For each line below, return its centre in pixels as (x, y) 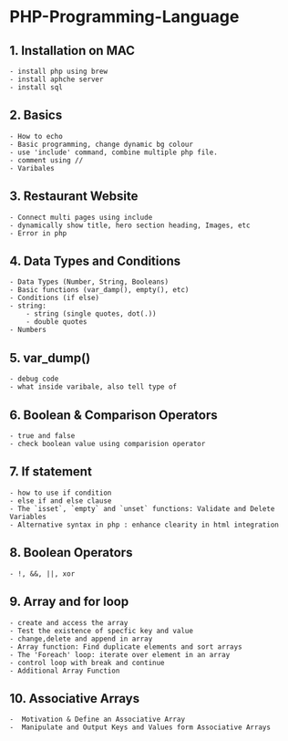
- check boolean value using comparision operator (108, 444)
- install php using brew (58, 71)
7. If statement (51, 472)
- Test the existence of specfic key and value (102, 631)
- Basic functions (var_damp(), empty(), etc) (99, 290)
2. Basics (36, 115)
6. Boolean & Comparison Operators (114, 415)
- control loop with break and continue (87, 663)
